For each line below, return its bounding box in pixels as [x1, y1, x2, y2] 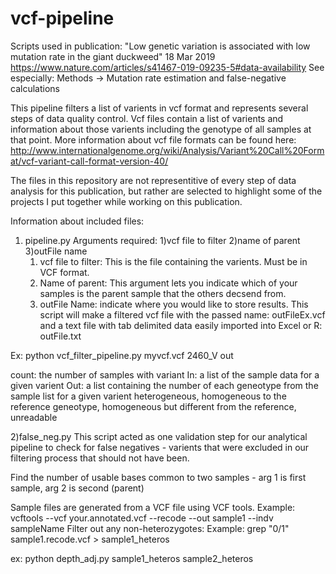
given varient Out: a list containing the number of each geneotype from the [10, 379, 319, 391]
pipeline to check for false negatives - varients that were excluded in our [10, 441, 310, 453]
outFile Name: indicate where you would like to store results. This [39, 298, 309, 310]
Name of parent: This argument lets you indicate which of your [39, 277, 298, 289]
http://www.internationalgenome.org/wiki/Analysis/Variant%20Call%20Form [10, 144, 325, 156]
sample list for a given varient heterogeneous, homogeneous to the [10, 390, 287, 402]
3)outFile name [24, 245, 88, 257]
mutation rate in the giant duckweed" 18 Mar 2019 [10, 50, 216, 62]
